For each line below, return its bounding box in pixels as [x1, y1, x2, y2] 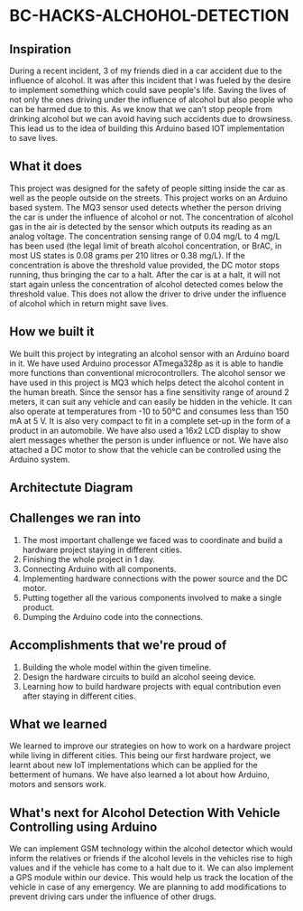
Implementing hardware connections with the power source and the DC [22, 573, 289, 584]
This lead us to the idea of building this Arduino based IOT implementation [9, 123, 285, 134]
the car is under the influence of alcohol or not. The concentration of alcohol [9, 211, 294, 222]
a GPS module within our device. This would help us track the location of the [9, 872, 294, 883]
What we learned [9, 717, 107, 732]
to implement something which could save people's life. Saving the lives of [9, 85, 287, 95]
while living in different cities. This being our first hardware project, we [9, 750, 271, 761]
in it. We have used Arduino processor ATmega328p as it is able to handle [9, 358, 284, 369]
